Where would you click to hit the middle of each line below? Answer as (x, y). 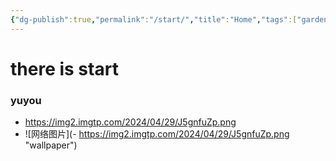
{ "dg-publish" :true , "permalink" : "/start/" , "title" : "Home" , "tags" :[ (154, 19)
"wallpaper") (51, 145)
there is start (64, 68)
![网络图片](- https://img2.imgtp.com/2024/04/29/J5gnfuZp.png (157, 134)
